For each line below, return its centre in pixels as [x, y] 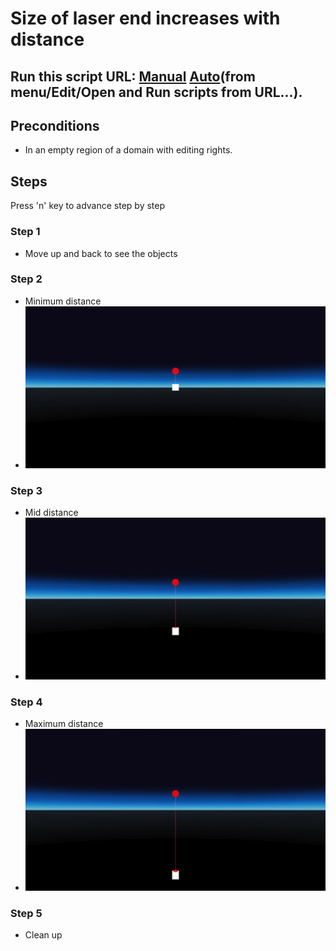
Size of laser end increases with [145, 18]
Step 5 [26, 913]
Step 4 [26, 702]
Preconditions [55, 125]
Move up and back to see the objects [101, 253]
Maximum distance [64, 724]
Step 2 [26, 279]
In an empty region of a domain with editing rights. [128, 150]
